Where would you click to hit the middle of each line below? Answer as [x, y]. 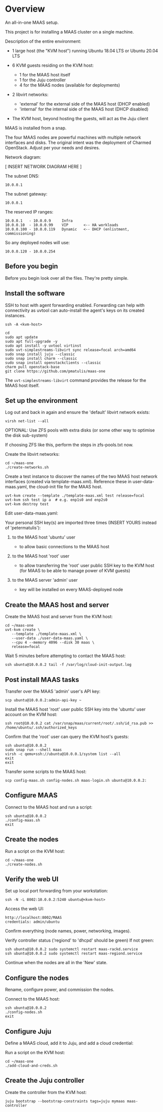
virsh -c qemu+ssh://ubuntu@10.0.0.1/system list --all [63, 754]
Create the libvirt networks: [32, 454]
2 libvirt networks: [30, 94]
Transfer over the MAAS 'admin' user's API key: [53, 691]
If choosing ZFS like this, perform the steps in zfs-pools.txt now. [69, 445]
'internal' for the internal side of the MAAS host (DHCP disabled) [84, 109]
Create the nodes [32, 839]
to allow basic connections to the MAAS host [64, 547]
